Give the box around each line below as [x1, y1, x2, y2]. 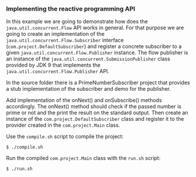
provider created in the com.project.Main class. [6, 122, 120, 129]
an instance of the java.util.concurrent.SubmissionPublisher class [6, 55, 170, 63]
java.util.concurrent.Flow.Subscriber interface [6, 37, 124, 44]
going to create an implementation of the [6, 30, 104, 38]
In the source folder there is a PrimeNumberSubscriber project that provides [6, 79, 190, 86]
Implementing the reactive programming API [6, 5, 136, 13]
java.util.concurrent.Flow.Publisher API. [6, 68, 110, 75]
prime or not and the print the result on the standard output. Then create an [6, 109, 189, 116]
